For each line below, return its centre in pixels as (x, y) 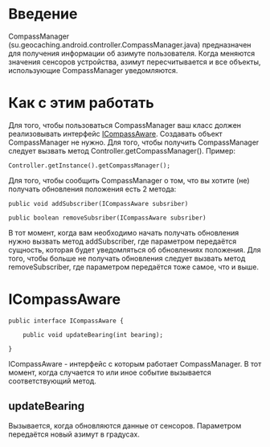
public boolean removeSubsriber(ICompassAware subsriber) (107, 218)
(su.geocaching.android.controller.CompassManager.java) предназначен (130, 44)
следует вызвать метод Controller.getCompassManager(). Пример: (122, 150)
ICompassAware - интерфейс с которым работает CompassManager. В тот (135, 363)
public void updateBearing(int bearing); (93, 334)
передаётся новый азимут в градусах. (74, 434)
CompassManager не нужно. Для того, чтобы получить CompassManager (134, 142)
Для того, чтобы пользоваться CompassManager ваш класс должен (125, 125)
